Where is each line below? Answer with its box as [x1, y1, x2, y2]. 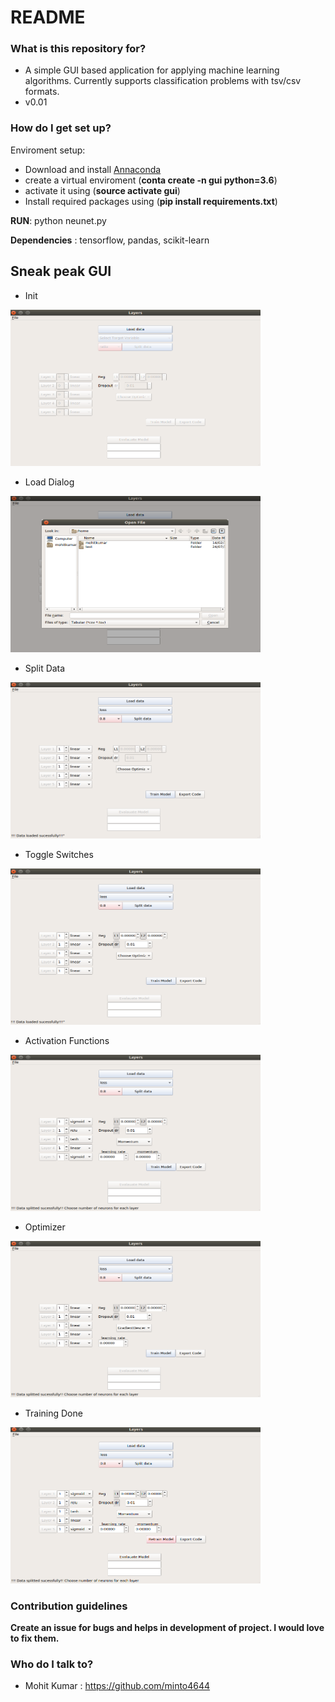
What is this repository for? [10, 42, 147, 56]
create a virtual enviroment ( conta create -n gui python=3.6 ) [24, 174, 278, 186]
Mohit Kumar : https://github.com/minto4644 [24, 1680, 211, 1692]
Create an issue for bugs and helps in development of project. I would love [10, 1621, 325, 1633]
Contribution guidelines [10, 1599, 128, 1613]
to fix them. [10, 1632, 60, 1644]
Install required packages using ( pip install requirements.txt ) [24, 195, 278, 207]
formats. [24, 86, 60, 98]
